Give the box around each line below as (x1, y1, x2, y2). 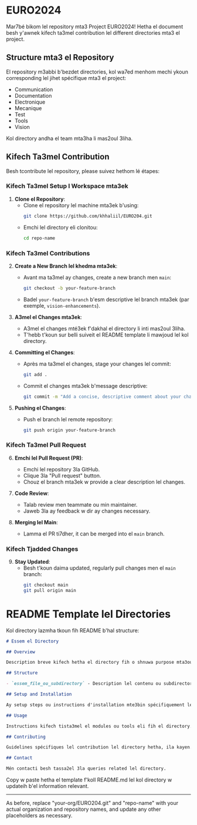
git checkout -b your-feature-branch (23, 285, 116, 291)
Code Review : (14, 490, 49, 497)
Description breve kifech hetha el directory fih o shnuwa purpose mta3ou (6, 660, 193, 666)
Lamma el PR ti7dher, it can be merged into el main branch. (23, 530, 165, 537)
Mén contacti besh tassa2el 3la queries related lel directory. (6, 766, 167, 771)
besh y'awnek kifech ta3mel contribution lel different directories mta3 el (6, 29, 180, 36)
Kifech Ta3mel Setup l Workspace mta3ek (6, 182, 129, 190)
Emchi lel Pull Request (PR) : (14, 454, 83, 461)
